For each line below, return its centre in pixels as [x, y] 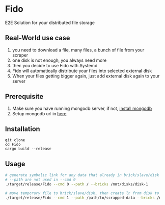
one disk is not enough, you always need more [59, 60]
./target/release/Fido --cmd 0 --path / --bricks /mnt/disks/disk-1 [77, 184]
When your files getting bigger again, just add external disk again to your [86, 76]
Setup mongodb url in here [39, 113]
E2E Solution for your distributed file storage [50, 23]
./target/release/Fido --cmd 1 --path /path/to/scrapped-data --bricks [80, 198]
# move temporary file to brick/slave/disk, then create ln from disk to [82, 193]
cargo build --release [28, 149]
